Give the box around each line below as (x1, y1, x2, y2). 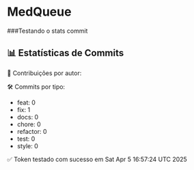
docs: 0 (16, 113, 39, 121)
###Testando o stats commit (7, 27, 88, 35)
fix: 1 (16, 105, 31, 113)
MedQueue (7, 4, 72, 20)
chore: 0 (16, 120, 41, 128)
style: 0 (16, 141, 39, 150)
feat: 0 (16, 98, 36, 107)
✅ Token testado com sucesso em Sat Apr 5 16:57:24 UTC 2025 (7, 155, 188, 163)
